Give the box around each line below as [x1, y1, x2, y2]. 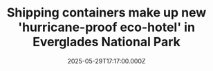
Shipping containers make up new [6, 5, 207, 21]
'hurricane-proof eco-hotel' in [17, 19, 196, 35]
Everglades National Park [33, 34, 180, 50]
